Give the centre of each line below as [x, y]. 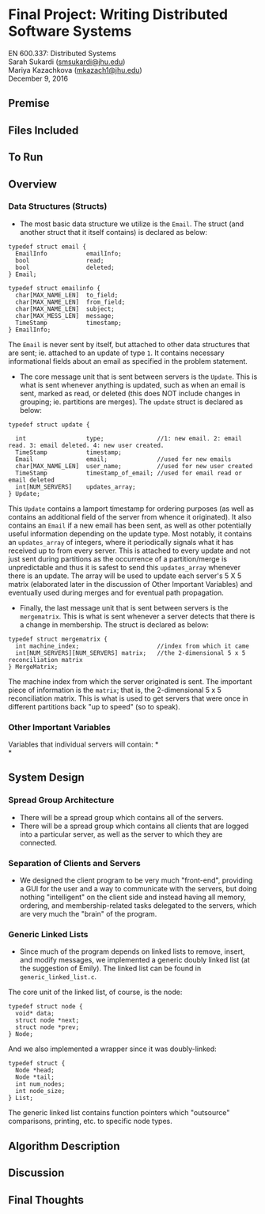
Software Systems [70, 31]
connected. [38, 842]
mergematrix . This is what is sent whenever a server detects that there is [137, 616]
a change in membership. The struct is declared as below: [114, 624]
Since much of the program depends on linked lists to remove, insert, [132, 951]
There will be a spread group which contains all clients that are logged [134, 826]
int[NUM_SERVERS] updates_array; [76, 487]
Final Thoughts [46, 1200]
